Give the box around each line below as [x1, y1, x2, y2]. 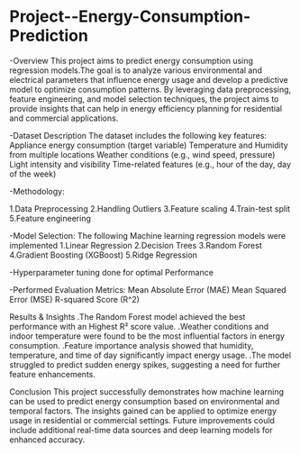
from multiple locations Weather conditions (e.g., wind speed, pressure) [9, 149, 276, 159]
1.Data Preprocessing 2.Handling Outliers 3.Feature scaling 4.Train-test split [9, 203, 291, 213]
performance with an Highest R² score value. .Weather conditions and [9, 321, 269, 331]
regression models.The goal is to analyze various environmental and [9, 65, 263, 76]
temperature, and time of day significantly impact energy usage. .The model [9, 350, 291, 360]
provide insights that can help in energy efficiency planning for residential [9, 103, 283, 113]
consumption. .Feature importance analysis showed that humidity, [9, 340, 254, 350]
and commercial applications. [9, 113, 119, 123]
